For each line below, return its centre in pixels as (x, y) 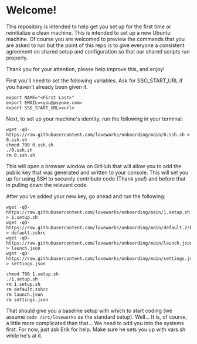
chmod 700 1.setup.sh (33, 274)
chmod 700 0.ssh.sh (30, 145)
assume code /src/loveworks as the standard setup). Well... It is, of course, (97, 317)
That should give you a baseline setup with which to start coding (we (89, 310)
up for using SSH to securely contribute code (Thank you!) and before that (96, 178)
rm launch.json (25, 295)
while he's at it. (24, 335)
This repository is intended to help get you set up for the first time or (89, 26)
